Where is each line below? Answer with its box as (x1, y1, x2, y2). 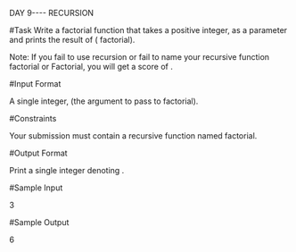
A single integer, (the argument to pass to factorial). (9, 96, 199, 106)
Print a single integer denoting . (9, 165, 125, 175)
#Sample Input (9, 182, 63, 193)
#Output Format (9, 147, 69, 158)
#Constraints (9, 113, 57, 123)
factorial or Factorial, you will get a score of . (9, 62, 174, 71)
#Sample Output (9, 217, 70, 227)
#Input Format (9, 79, 62, 88)
